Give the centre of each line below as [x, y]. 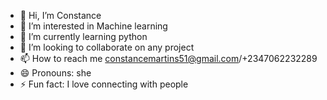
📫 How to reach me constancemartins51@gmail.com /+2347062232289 [168, 58]
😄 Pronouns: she [55, 73]
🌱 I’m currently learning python [83, 36]
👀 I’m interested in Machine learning [93, 26]
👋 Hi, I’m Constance [60, 15]
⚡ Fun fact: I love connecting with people [104, 84]
